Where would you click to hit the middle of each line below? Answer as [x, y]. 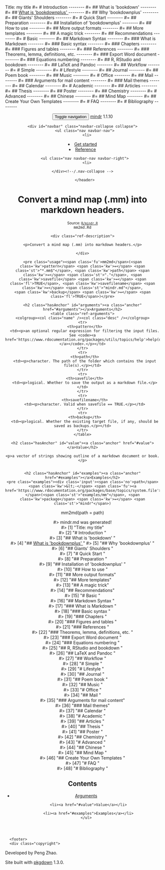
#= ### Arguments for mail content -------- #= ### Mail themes [83, 80]
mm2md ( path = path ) [82, 513]
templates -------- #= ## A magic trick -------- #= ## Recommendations [79, 33]
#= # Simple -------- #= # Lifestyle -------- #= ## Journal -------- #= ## [84, 70]
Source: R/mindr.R [82, 223]
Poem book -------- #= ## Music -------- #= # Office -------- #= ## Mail [79, 75]
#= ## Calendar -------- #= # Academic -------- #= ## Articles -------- [85, 86]
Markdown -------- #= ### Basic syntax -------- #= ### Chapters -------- [81, 44]
